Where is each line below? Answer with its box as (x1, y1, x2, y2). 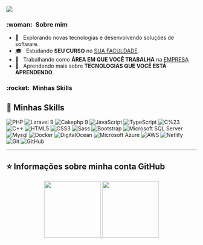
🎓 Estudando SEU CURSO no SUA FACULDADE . (14, 47, 140, 54)
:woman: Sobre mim (6, 20, 68, 28)
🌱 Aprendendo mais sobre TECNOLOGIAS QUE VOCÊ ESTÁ (14, 62, 167, 69)
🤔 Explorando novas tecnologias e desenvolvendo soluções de (14, 34, 175, 42)
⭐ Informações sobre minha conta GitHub (6, 162, 166, 172)
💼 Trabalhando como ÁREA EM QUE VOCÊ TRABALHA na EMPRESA (14, 56, 189, 63)
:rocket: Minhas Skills (6, 84, 72, 92)
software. (14, 40, 39, 48)
